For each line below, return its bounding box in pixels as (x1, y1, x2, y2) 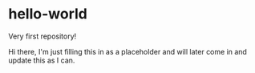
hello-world (8, 5, 88, 23)
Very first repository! (8, 31, 77, 41)
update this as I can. (8, 55, 75, 65)
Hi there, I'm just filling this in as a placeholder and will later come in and (8, 47, 247, 56)
